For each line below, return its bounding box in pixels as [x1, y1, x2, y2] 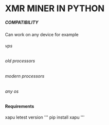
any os [5, 88, 19, 94]
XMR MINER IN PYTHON [5, 3, 105, 14]
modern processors [5, 73, 45, 79]
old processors [5, 58, 36, 64]
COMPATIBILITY [5, 19, 39, 25]
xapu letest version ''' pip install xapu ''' [5, 114, 85, 120]
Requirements [5, 104, 35, 109]
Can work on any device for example [5, 32, 79, 38]
